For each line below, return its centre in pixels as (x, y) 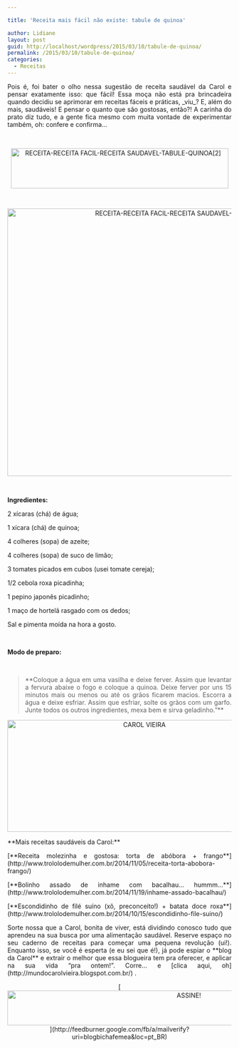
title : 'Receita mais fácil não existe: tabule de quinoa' (97, 20)
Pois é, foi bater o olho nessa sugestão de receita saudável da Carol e (119, 86)
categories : (25, 60)
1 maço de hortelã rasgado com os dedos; (69, 610)
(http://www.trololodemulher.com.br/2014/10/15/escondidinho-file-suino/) (115, 913)
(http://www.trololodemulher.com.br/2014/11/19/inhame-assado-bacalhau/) (117, 892)
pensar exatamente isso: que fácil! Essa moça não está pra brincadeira (119, 94)
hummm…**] (213, 885)
